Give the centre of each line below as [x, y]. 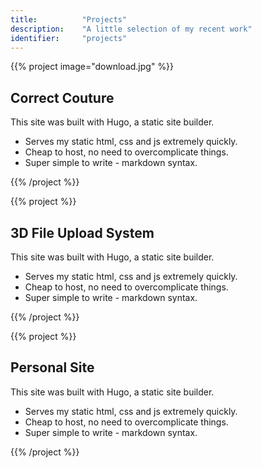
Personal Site [52, 367]
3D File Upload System [82, 232]
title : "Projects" [69, 19]
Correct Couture [62, 97]
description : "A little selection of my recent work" [131, 29]
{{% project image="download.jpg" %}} [92, 67]
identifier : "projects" [69, 38]
